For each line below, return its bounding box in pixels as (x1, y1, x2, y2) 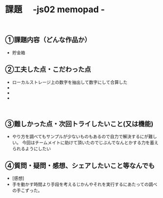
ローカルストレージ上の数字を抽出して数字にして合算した (12, 79, 128, 85)
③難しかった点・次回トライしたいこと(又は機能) (5, 119, 154, 128)
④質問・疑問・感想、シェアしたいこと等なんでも (5, 161, 155, 170)
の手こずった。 (12, 188, 42, 194)
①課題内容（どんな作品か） (5, 36, 91, 44)
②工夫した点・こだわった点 (5, 65, 91, 74)
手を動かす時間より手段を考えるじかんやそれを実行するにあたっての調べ (12, 181, 158, 187)
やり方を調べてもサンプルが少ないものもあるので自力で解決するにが (12, 134, 149, 139)
